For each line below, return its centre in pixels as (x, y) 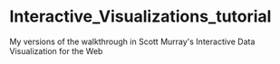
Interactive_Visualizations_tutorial (140, 17)
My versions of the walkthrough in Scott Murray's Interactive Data (132, 41)
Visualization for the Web (56, 50)
